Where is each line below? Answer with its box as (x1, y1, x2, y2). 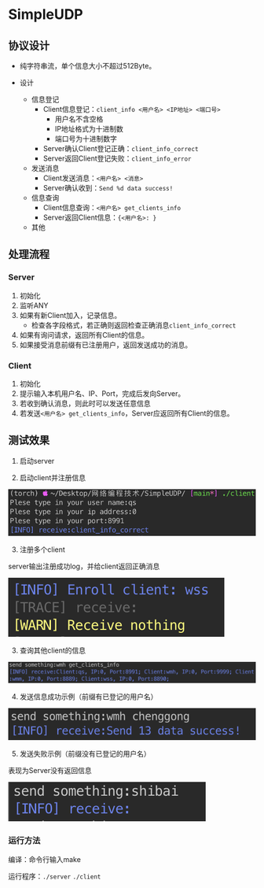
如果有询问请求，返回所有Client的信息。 (19, 330, 149, 339)
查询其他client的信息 (19, 646, 86, 655)
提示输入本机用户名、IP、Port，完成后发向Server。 (19, 388, 185, 398)
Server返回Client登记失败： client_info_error (42, 154, 192, 163)
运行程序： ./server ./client (8, 871, 101, 881)
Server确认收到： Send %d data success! (42, 183, 174, 192)
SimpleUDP (8, 6, 84, 24)
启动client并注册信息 (19, 472, 86, 482)
